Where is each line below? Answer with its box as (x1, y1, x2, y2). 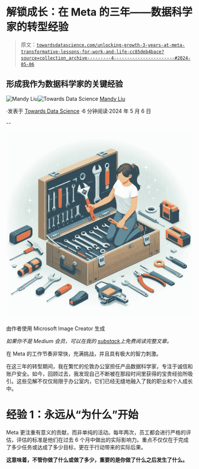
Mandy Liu (99, 95, 126, 102)
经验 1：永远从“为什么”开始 (6, 408, 139, 422)
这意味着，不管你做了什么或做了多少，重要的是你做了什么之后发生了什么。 (6, 456, 188, 463)
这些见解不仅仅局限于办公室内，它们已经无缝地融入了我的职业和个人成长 (16, 378, 193, 385)
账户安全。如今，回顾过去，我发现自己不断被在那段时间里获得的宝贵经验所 (6, 370, 188, 377)
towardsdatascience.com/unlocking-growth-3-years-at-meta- (36, 42, 185, 48)
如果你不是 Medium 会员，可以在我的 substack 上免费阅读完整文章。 (6, 337, 172, 344)
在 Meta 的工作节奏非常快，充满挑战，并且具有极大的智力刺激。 (6, 350, 162, 357)
